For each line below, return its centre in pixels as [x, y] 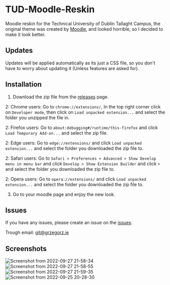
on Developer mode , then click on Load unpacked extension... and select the [85, 112]
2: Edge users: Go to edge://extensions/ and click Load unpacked [74, 143]
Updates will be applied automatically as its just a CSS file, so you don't [80, 63]
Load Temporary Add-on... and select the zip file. [57, 133]
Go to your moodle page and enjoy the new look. [64, 194]
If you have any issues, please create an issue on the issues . [69, 223]
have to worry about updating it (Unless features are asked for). [72, 68]
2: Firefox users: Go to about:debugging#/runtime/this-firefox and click [82, 127]
